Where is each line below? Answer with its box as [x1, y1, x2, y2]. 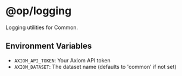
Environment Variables [5, 41, 92, 51]
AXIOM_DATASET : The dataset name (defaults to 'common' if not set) [14, 63, 177, 70]
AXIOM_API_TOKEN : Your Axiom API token [14, 56, 111, 64]
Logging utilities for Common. [5, 24, 79, 31]
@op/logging [5, 4, 72, 18]
